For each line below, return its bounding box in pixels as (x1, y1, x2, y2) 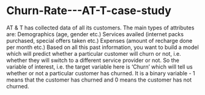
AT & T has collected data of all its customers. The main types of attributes (6, 24, 195, 31)
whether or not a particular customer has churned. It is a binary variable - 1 (6, 69, 195, 77)
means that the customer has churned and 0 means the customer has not (6, 76, 192, 83)
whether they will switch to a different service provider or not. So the (6, 56, 179, 64)
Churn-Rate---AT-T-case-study (6, 4, 171, 18)
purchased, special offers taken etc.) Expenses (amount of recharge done (6, 37, 193, 44)
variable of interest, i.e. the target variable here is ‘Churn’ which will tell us (6, 63, 193, 70)
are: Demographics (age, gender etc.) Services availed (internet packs (6, 30, 184, 37)
